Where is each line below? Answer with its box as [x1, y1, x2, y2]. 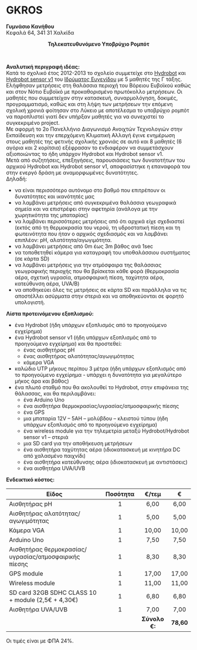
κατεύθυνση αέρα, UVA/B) [14, 280, 80, 287]
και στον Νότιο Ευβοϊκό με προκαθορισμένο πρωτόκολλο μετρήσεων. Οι [6, 88, 183, 95]
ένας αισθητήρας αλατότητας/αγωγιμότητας [23, 352, 135, 359]
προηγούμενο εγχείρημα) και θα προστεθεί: [14, 340, 122, 347]
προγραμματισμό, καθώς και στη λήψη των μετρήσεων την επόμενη [6, 100, 173, 107]
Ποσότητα [105, 490, 135, 498]
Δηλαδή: [6, 175, 28, 182]
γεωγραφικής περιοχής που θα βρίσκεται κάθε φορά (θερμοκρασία [14, 267, 179, 274]
